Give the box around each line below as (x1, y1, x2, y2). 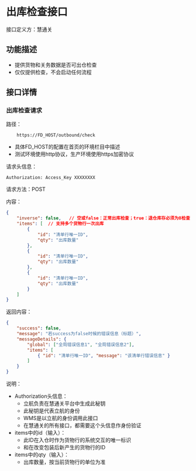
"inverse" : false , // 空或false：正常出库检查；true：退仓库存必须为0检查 (16, 215, 190, 221)
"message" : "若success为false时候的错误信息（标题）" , (16, 331, 142, 337)
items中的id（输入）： (14, 429, 66, 436)
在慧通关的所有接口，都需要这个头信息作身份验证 (23, 422, 142, 429)
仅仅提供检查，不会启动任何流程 (14, 68, 92, 75)
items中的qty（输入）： (14, 451, 69, 458)
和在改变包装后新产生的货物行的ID (23, 444, 106, 451)
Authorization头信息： (14, 393, 68, 400)
